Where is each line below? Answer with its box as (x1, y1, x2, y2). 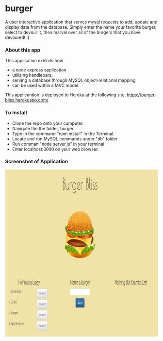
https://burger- (127, 92, 157, 98)
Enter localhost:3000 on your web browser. (12, 146, 99, 152)
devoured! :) (5, 34, 30, 40)
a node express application (12, 67, 66, 73)
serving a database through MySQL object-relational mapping (12, 77, 136, 83)
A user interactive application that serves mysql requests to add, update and (5, 19, 158, 25)
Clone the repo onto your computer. (12, 120, 84, 126)
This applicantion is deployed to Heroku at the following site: (5, 92, 126, 98)
